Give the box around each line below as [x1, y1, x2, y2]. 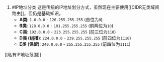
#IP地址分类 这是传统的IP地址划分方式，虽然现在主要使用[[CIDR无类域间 [11, 4, 160, 10]
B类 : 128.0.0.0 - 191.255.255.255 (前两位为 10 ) [19, 23, 114, 29]
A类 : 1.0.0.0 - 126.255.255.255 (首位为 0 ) [19, 17, 103, 22]
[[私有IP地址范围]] [4, 52, 42, 58]
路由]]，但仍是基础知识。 [11, 10, 64, 16]
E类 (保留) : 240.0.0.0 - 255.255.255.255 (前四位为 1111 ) [19, 41, 131, 47]
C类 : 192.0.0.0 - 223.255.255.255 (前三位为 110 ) [19, 29, 116, 34]
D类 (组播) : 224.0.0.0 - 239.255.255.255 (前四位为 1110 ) [19, 35, 131, 41]
